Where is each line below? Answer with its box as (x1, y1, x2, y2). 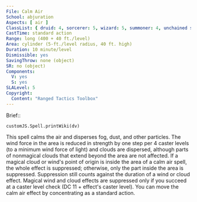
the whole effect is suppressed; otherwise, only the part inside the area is (6, 165, 184, 172)
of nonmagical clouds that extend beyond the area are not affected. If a (6, 152, 178, 159)
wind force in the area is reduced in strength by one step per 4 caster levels (6, 139, 189, 146)
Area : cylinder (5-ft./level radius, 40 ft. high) (6, 42, 133, 47)
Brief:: (6, 112, 21, 119)
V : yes (11, 74, 28, 80)
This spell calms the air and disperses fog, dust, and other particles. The (6, 133, 181, 141)
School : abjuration (6, 14, 54, 20)
